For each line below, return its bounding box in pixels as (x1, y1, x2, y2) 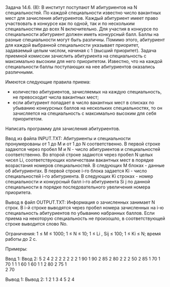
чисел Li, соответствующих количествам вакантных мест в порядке (5, 157, 154, 163)
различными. (5, 69, 34, 75)
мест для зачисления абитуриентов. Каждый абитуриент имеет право (5, 15, 158, 21)
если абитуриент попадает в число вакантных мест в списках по (12, 100, 155, 106)
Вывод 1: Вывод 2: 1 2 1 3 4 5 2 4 (5, 276, 75, 282)
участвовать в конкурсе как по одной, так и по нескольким (5, 20, 135, 26)
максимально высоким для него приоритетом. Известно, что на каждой (5, 58, 163, 64)
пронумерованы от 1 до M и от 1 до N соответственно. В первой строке (5, 141, 161, 147)
